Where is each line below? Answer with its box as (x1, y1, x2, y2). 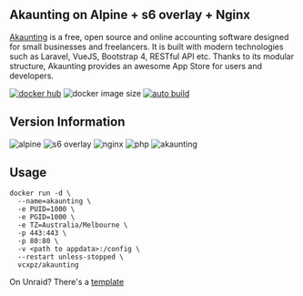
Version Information (9, 114, 126, 130)
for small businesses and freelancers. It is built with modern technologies (9, 41, 284, 52)
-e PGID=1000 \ (17, 213, 76, 222)
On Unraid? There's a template (9, 277, 125, 288)
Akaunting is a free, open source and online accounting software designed (9, 31, 289, 42)
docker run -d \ (9, 189, 71, 199)
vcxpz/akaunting (17, 260, 79, 270)
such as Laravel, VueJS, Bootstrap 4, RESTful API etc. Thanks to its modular (9, 50, 294, 62)
